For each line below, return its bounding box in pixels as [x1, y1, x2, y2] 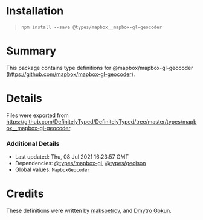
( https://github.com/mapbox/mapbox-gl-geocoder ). [6, 71, 135, 78]
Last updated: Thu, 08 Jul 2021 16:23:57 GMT [14, 153, 129, 160]
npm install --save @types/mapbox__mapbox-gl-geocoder [21, 24, 163, 30]
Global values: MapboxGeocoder [14, 166, 91, 173]
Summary [6, 44, 56, 58]
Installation [6, 4, 64, 18]
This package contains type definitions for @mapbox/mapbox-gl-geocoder [6, 64, 193, 71]
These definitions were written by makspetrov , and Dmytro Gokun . [6, 207, 172, 215]
